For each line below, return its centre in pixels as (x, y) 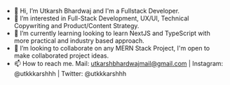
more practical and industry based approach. (79, 41)
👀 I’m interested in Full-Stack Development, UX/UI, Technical (101, 18)
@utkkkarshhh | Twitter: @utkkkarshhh (70, 73)
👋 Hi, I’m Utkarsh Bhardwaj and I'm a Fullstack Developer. (97, 11)
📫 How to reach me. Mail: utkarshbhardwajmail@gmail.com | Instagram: (119, 64)
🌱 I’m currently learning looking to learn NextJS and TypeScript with (112, 33)
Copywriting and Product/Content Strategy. (76, 26)
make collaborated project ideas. (61, 55)
